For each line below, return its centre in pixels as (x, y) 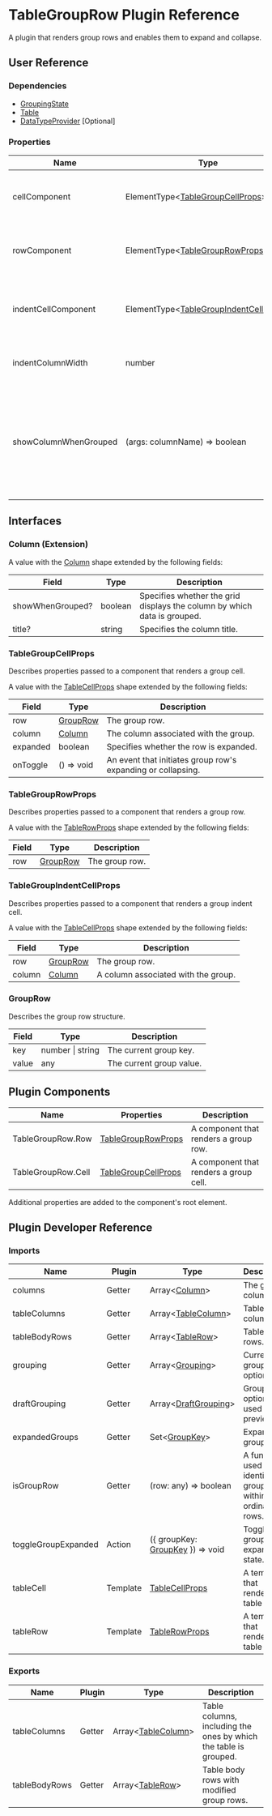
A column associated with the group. (166, 974)
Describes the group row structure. (67, 1016)
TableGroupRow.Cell (51, 1172)
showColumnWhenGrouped (65, 442)
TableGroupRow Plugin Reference (124, 15)
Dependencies (38, 86)
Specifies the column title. (189, 629)
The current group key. (151, 1049)
